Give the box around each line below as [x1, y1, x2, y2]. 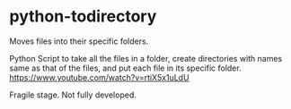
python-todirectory [9, 6, 157, 27]
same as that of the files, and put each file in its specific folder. [9, 63, 242, 73]
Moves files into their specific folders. [9, 36, 149, 46]
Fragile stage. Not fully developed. [9, 89, 137, 100]
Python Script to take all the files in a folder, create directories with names [9, 53, 283, 63]
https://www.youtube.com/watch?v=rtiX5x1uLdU [9, 71, 190, 82]
